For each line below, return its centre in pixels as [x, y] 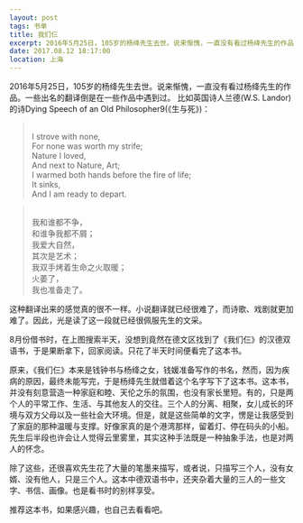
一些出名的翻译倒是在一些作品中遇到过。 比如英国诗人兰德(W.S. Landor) [158, 97]
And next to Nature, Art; [75, 165]
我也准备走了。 [59, 290]
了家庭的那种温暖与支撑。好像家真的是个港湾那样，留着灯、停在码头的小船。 [151, 426]
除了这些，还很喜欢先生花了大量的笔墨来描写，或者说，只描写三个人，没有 [147, 468]
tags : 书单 [28, 26]
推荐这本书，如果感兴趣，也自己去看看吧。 [88, 509]
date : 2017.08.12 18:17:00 [60, 51]
